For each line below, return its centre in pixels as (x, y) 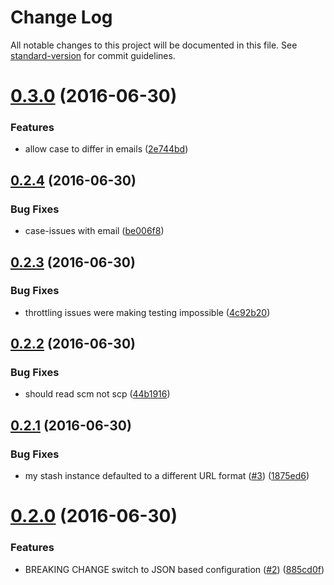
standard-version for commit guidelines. (93, 55)
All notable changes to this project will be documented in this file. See (154, 45)
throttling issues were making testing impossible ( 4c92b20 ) (147, 312)
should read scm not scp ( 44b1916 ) (97, 394)
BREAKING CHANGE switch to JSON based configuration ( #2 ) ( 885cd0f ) (174, 569)
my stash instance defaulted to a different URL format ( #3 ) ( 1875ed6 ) (167, 476)
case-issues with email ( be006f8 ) (94, 231)
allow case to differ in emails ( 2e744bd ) (106, 149)
